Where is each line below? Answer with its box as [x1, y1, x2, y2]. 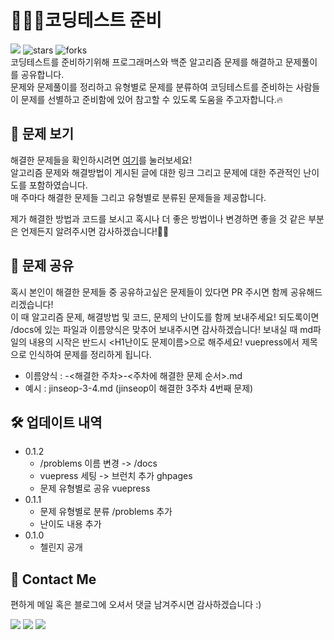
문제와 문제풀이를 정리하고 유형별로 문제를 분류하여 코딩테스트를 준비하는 [10, 81, 294, 93]
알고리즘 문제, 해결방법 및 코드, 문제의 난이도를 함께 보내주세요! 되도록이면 [31, 311, 320, 323]
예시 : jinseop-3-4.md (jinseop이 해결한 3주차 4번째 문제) [24, 382, 254, 394]
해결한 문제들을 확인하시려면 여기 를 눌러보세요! [10, 154, 193, 166]
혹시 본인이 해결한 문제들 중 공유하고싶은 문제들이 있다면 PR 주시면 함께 [10, 286, 288, 298]
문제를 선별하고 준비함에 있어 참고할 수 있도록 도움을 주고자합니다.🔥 [20, 93, 284, 105]
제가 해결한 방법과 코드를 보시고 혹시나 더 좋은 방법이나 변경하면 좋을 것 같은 [10, 212, 307, 225]
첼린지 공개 [39, 541, 83, 553]
